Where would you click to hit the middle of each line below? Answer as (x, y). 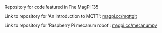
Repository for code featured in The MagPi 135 (52, 7)
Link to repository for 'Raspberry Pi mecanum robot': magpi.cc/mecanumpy (81, 25)
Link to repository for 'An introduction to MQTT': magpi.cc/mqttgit (71, 16)
